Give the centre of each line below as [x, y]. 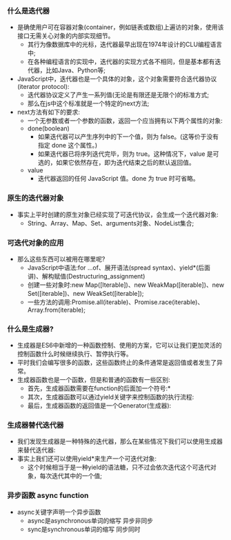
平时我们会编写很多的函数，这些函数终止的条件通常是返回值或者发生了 [117, 363]
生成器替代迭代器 [36, 426]
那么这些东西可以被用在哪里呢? [61, 259]
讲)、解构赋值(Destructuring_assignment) [86, 276]
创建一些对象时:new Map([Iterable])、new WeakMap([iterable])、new [126, 285]
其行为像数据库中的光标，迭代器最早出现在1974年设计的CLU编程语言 [125, 44]
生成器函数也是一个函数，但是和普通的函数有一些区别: [93, 380]
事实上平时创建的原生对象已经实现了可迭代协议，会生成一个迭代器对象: [118, 214]
